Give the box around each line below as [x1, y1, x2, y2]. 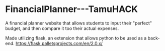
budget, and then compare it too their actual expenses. [5, 25, 119, 31]
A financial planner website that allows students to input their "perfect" [5, 20, 152, 26]
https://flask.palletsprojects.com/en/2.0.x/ [15, 40, 103, 46]
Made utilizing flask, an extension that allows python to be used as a [5, 35, 147, 41]
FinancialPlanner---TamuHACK [5, 3, 138, 15]
